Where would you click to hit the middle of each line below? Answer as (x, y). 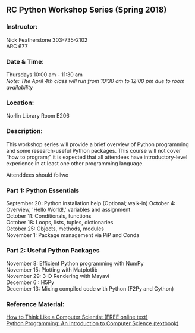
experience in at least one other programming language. (75, 163)
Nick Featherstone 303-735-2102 (47, 40)
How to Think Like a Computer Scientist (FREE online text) (77, 317)
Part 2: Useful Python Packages (53, 250)
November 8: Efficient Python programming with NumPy (75, 263)
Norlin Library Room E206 (38, 116)
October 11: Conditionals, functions (49, 216)
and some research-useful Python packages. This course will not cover (94, 150)
